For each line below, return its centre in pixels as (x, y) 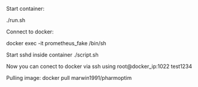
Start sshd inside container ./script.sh (52, 55)
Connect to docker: (30, 32)
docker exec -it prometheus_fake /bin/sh (56, 43)
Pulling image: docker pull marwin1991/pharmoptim (69, 78)
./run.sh (16, 20)
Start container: (25, 9)
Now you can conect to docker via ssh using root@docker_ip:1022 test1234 (99, 66)
